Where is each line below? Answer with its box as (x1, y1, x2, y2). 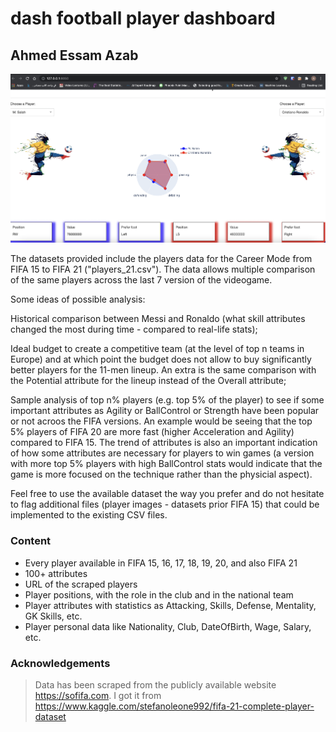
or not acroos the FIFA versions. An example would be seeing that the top (10, 415, 313, 427)
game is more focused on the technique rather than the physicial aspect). (10, 468, 313, 481)
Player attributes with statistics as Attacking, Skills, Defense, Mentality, (24, 599, 317, 611)
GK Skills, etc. (24, 610, 83, 622)
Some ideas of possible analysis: (10, 293, 146, 306)
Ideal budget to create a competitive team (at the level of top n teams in (10, 343, 305, 355)
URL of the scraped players (24, 578, 138, 590)
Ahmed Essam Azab (10, 47, 139, 64)
